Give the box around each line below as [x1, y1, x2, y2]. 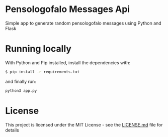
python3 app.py [5, 88, 37, 93]
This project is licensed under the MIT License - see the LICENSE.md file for [5, 121, 163, 127]
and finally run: [5, 78, 36, 84]
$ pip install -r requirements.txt [5, 69, 80, 74]
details [5, 127, 19, 133]
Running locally [5, 43, 72, 55]
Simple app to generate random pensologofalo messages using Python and [5, 20, 162, 26]
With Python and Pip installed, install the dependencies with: [5, 59, 131, 66]
